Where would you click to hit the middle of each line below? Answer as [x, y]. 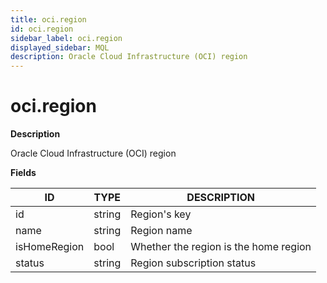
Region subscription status [193, 263]
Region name [161, 231]
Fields [23, 173]
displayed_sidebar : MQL [60, 47]
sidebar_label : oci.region [66, 38]
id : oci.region [42, 29]
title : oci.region [48, 19]
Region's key [161, 214]
